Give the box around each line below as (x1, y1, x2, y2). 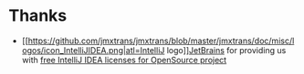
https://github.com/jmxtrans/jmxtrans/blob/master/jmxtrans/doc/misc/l (27, 35, 295, 46)
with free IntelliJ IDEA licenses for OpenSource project (21, 54, 227, 65)
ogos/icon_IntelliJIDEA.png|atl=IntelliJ (21, 44, 165, 55)
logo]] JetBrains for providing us (166, 44, 287, 55)
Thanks (8, 5, 68, 26)
